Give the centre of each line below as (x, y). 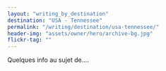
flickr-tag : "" (30, 40)
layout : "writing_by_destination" (58, 14)
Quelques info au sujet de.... (48, 60)
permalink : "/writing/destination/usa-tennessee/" (83, 27)
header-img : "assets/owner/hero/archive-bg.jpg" (80, 33)
